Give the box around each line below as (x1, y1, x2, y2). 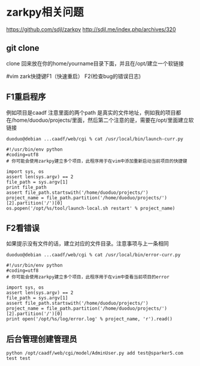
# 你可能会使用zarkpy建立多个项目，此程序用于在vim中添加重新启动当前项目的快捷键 (6, 158, 187, 164)
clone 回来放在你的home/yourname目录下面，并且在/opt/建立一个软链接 (6, 59, 184, 67)
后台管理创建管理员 (6, 334, 77, 344)
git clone (6, 43, 40, 53)
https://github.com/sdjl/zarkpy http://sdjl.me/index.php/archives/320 (6, 25, 176, 33)
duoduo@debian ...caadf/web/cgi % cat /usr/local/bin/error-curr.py (6, 252, 181, 258)
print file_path (6, 184, 47, 190)
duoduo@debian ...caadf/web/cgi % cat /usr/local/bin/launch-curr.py (6, 136, 184, 142)
